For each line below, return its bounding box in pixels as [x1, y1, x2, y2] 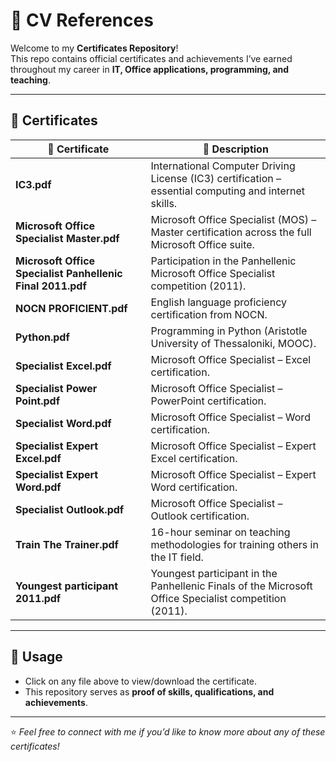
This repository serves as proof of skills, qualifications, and [24, 685, 275, 698]
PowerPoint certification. [150, 394, 267, 408]
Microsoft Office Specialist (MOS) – [150, 212, 317, 226]
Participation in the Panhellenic [150, 254, 297, 268]
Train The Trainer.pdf [15, 537, 119, 551]
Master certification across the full [150, 225, 312, 239]
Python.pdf [15, 330, 70, 344]
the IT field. [150, 550, 204, 564]
